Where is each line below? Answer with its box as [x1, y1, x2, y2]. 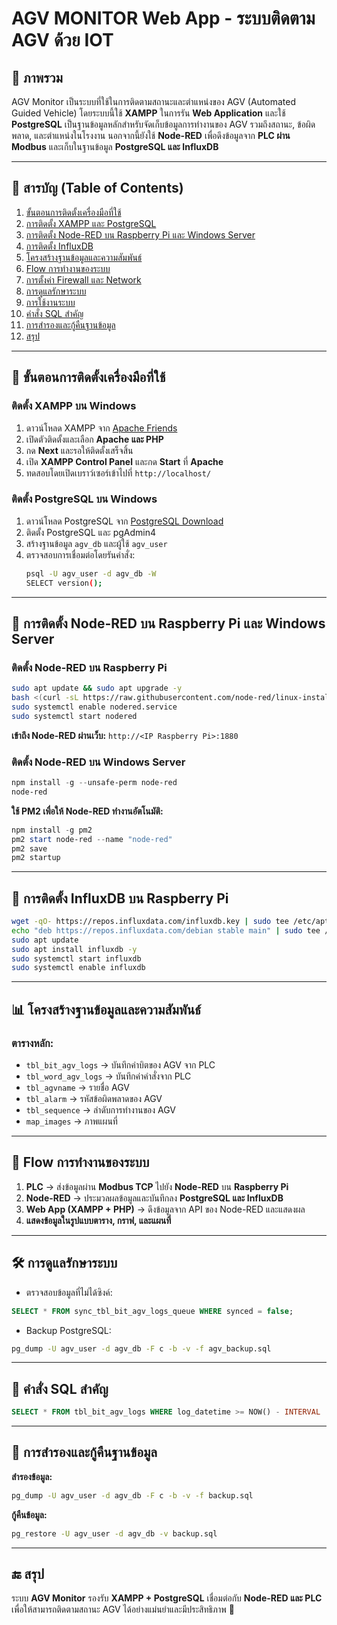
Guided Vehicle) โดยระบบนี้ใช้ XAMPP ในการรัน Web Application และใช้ [11, 107, 286, 119]
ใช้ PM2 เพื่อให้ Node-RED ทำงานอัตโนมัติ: [11, 805, 164, 817]
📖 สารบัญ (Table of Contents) [11, 180, 184, 197]
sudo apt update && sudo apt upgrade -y [11, 683, 183, 694]
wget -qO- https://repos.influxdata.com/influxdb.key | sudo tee [11, 917, 289, 927]
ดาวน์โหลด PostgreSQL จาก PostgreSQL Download [25, 515, 224, 527]
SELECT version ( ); [25, 578, 103, 588]
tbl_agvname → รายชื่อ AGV [25, 1082, 130, 1094]
